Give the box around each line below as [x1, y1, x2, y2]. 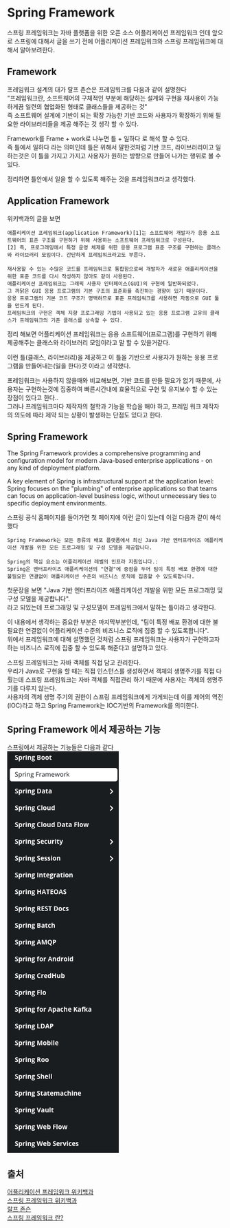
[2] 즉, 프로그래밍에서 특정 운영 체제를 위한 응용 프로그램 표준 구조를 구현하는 [7, 244, 204, 251]
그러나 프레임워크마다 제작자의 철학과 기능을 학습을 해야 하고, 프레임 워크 [7, 402, 201, 410]
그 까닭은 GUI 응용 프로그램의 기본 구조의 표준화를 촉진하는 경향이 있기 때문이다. [7, 287, 209, 294]
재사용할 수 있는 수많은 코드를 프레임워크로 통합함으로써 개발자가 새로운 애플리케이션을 [7, 265, 218, 273]
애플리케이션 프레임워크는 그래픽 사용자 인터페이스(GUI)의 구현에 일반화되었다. [7, 280, 199, 287]
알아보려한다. [19, 45, 56, 54]
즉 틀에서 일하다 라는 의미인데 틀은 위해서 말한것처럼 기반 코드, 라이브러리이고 [7, 143, 214, 151]
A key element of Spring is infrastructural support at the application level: [7, 477, 214, 486]
